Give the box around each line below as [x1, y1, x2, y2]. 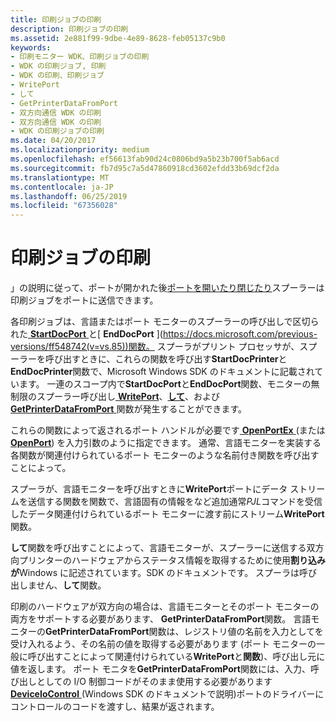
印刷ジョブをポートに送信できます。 [10, 294, 159, 306]
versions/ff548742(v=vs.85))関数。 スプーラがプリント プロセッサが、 [10, 341, 300, 353]
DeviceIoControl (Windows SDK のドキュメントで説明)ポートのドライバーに [10, 688, 325, 700]
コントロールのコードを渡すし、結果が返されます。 [10, 701, 220, 713]
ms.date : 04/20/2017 [10, 136, 97, 146]
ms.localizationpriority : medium [10, 145, 150, 155]
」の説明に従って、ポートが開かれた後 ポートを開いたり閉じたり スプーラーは [10, 282, 325, 294]
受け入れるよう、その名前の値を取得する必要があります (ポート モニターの [10, 638, 317, 650]
